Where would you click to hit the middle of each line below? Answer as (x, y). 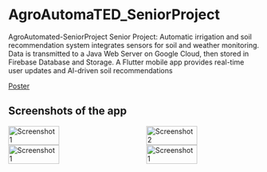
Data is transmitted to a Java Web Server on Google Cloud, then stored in (129, 53)
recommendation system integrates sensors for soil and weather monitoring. (134, 45)
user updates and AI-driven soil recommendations (90, 70)
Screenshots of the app (68, 111)
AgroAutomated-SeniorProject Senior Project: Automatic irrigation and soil (130, 37)
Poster (19, 86)
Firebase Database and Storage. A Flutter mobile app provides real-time (126, 62)
